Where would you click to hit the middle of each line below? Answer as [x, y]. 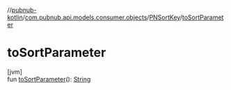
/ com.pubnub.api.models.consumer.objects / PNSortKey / [103, 17]
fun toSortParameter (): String [49, 79]
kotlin [15, 17]
